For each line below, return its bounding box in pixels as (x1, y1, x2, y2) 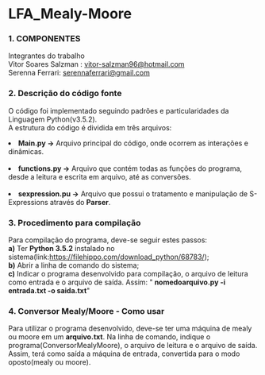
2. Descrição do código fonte (8, 88, 122, 99)
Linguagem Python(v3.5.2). (8, 114, 98, 124)
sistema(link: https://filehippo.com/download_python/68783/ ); (8, 252, 209, 262)
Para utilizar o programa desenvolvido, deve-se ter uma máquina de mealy (8, 323, 252, 334)
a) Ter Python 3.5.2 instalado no (8, 244, 115, 253)
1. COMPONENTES (8, 33, 81, 44)
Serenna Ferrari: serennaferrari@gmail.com (8, 68, 151, 78)
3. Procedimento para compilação (8, 217, 141, 228)
